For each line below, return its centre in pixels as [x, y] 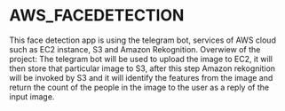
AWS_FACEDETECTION [97, 16]
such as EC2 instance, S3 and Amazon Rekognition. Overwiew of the [135, 49]
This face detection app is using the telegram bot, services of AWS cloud [143, 40]
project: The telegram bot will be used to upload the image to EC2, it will [141, 59]
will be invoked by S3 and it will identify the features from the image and [141, 77]
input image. [32, 96]
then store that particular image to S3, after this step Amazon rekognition [142, 68]
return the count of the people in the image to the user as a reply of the [139, 87]
